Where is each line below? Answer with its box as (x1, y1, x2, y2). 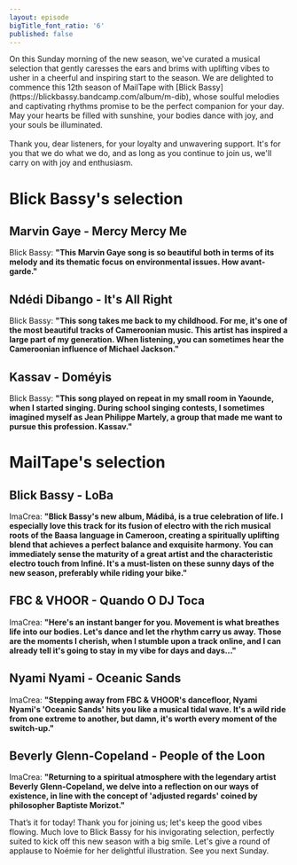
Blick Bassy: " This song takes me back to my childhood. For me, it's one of (9, 316, 288, 326)
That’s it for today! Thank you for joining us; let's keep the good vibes (9, 817, 263, 828)
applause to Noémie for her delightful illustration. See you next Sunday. (9, 845, 270, 856)
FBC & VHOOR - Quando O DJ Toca (9, 594, 206, 609)
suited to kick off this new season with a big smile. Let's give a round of (9, 836, 270, 847)
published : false (9, 29, 74, 38)
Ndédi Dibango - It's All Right (9, 292, 173, 307)
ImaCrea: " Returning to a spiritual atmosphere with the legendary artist (9, 772, 277, 782)
